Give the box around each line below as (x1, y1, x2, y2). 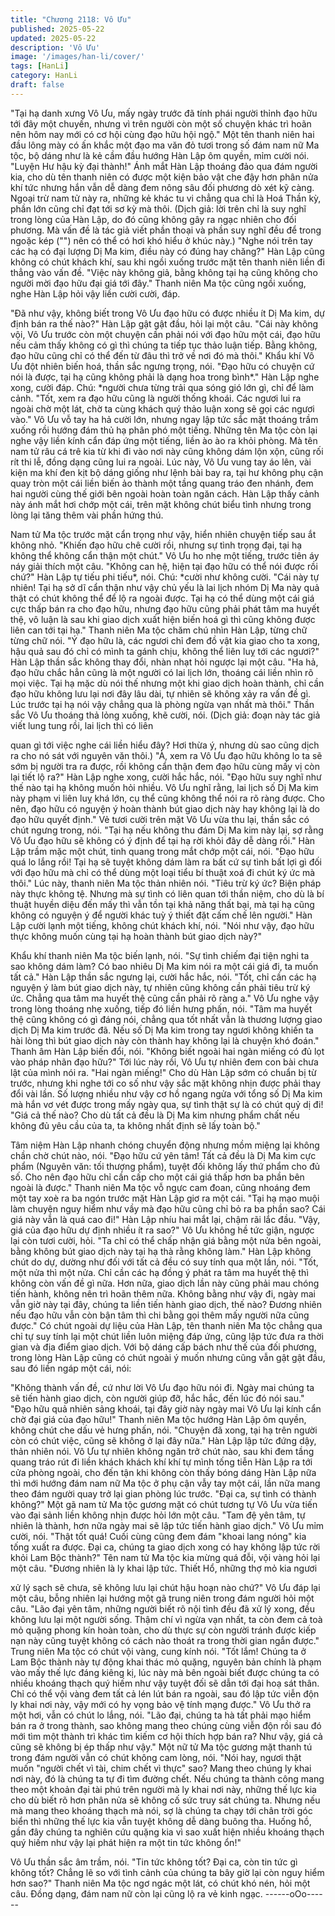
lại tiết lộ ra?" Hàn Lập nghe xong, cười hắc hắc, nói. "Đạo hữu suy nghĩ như (10, 771, 322, 783)
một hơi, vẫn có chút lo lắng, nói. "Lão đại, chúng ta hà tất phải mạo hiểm (10, 1709, 312, 1721)
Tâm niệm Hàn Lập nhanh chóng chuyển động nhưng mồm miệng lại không (10, 1139, 320, 1151)
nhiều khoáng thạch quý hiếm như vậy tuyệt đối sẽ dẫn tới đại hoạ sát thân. (10, 1677, 320, 1689)
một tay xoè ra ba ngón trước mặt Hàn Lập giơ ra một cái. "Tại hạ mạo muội (10, 1192, 320, 1204)
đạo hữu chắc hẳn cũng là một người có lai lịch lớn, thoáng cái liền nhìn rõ (10, 666, 314, 678)
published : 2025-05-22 (10, 24, 105, 34)
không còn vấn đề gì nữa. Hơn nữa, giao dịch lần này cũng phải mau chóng (10, 1277, 320, 1289)
